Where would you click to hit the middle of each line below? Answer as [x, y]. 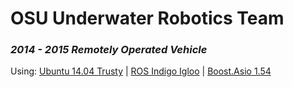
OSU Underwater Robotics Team [147, 18]
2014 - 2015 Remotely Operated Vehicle [109, 50]
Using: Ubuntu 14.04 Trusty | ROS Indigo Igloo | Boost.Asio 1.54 [141, 71]
